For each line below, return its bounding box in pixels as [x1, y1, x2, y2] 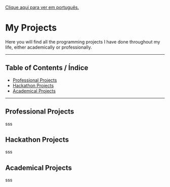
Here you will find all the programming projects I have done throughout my [5, 39, 160, 45]
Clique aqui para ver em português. [5, 5, 79, 10]
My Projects [5, 22, 57, 33]
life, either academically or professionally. [5, 44, 92, 50]
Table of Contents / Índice [5, 63, 89, 72]
